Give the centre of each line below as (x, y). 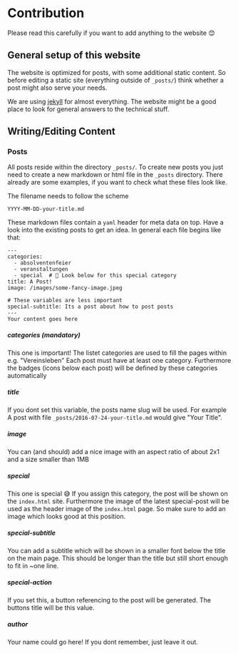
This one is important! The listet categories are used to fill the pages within (117, 353)
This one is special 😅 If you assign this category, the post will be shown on (118, 494)
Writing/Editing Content (61, 132)
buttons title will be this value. (51, 608)
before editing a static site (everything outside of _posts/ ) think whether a (116, 80)
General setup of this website (74, 55)
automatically (27, 376)
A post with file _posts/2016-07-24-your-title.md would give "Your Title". (115, 418)
